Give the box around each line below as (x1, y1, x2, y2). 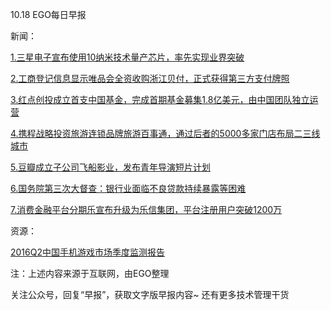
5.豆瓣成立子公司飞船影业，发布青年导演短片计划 (10, 161, 211, 173)
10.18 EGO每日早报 (10, 9, 87, 20)
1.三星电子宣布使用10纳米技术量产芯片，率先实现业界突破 (10, 51, 245, 63)
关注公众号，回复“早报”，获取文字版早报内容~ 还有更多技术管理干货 (10, 289, 290, 300)
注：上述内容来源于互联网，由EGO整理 (10, 268, 170, 279)
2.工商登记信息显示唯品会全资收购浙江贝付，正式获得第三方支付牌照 (10, 73, 290, 84)
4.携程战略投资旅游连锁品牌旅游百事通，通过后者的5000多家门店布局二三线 (10, 128, 321, 139)
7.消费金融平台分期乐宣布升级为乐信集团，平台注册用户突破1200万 (10, 204, 283, 215)
